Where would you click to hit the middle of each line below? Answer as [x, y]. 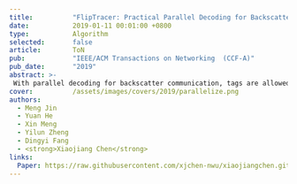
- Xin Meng [37, 125]
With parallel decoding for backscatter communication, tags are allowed [152, 83]
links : [21, 157]
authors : [25, 100]
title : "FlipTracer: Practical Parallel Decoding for [128, 17]
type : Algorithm [59, 34]
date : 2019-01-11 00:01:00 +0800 [91, 26]
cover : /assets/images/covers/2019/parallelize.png [124, 91]
